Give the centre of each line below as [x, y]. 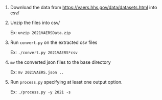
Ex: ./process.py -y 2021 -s [40, 92]
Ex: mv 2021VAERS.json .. [37, 72]
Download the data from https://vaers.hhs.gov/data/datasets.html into [84, 7]
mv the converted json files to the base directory [60, 62]
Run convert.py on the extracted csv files [54, 42]
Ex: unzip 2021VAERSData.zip [40, 32]
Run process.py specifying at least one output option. [66, 82]
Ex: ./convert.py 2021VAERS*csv [44, 52]
